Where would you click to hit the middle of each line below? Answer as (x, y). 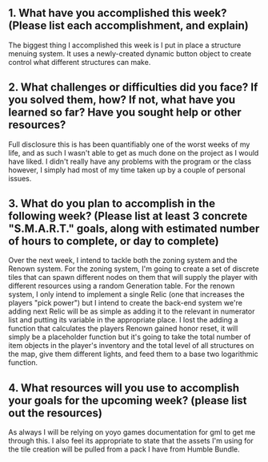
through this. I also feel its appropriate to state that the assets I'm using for (131, 441)
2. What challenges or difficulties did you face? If (133, 87)
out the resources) (55, 413)
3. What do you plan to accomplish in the (112, 204)
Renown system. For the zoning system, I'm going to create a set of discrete (134, 269)
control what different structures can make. (80, 62)
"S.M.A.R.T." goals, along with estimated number (134, 229)
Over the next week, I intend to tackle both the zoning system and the (123, 261)
